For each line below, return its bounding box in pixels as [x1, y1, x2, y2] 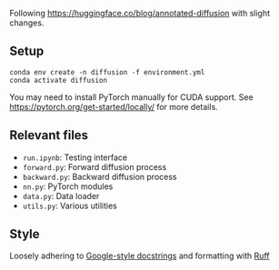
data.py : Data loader [22, 190, 100, 201]
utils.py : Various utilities [22, 200, 118, 211]
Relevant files [9, 127, 89, 144]
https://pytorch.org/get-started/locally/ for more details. [9, 101, 218, 112]
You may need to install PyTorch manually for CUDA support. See [9, 91, 254, 103]
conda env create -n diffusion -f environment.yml [9, 67, 205, 76]
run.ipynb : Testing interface [22, 152, 128, 163]
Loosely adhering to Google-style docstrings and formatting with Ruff [9, 250, 270, 262]
